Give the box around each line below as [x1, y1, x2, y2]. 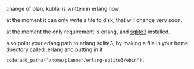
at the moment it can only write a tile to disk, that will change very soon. [6, 17, 183, 23]
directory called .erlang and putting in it [6, 46, 103, 53]
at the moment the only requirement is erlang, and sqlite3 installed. [6, 28, 171, 35]
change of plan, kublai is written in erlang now [6, 5, 120, 12]
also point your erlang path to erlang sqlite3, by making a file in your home [6, 40, 189, 46]
